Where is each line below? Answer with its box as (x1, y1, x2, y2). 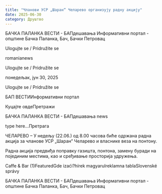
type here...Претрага (5, 123, 49, 129)
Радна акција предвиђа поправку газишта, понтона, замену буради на (5, 148, 156, 154)
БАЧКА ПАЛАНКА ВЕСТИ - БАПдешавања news (5, 113, 108, 119)
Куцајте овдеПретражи (5, 104, 55, 110)
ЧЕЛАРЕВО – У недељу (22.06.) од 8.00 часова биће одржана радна (5, 133, 151, 139)
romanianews (5, 55, 34, 61)
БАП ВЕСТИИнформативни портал (5, 94, 79, 100)
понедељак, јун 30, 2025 (5, 75, 59, 81)
